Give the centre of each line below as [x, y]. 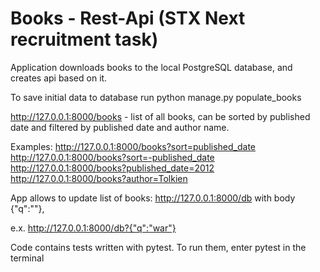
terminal [27, 258]
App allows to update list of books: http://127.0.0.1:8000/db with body [153, 198]
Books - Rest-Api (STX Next [128, 18]
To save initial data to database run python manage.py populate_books [156, 97]
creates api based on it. [59, 78]
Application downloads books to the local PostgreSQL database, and [151, 67]
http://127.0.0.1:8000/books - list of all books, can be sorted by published [160, 116]
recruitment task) [84, 39]
